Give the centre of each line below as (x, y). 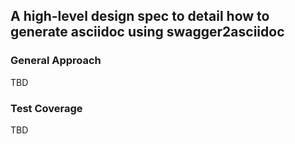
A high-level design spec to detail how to (140, 16)
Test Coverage (46, 108)
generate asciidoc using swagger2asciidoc (147, 32)
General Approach (56, 61)
